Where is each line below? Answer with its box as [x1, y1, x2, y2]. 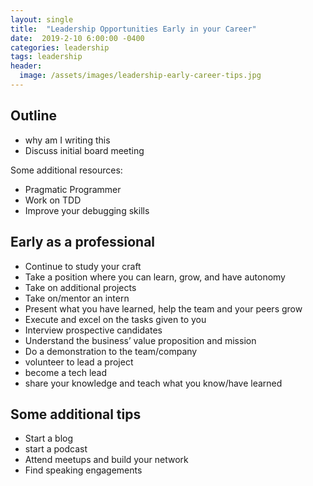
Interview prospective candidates [24, 324, 163, 336]
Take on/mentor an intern [24, 292, 130, 304]
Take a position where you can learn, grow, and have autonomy [24, 271, 286, 283]
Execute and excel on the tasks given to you [24, 313, 207, 325]
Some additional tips [10, 406, 142, 423]
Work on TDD [24, 194, 82, 206]
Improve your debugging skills [24, 204, 150, 216]
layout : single [10, 14, 74, 25]
